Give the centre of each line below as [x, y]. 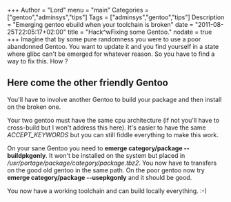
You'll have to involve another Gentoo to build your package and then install [114, 99]
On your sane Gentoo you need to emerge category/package [95, 148]
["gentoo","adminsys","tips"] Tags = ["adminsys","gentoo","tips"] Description [116, 17]
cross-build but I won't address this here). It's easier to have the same [107, 128]
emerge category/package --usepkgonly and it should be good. [100, 177]
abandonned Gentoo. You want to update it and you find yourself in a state [113, 47]
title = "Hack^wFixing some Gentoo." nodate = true [140, 32]
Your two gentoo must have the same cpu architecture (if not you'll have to [113, 120]
